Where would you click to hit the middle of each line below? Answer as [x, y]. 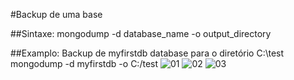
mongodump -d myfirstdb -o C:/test [84, 63]
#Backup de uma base [56, 14]
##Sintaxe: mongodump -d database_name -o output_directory [141, 33]
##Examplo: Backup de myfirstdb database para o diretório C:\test [147, 53]
